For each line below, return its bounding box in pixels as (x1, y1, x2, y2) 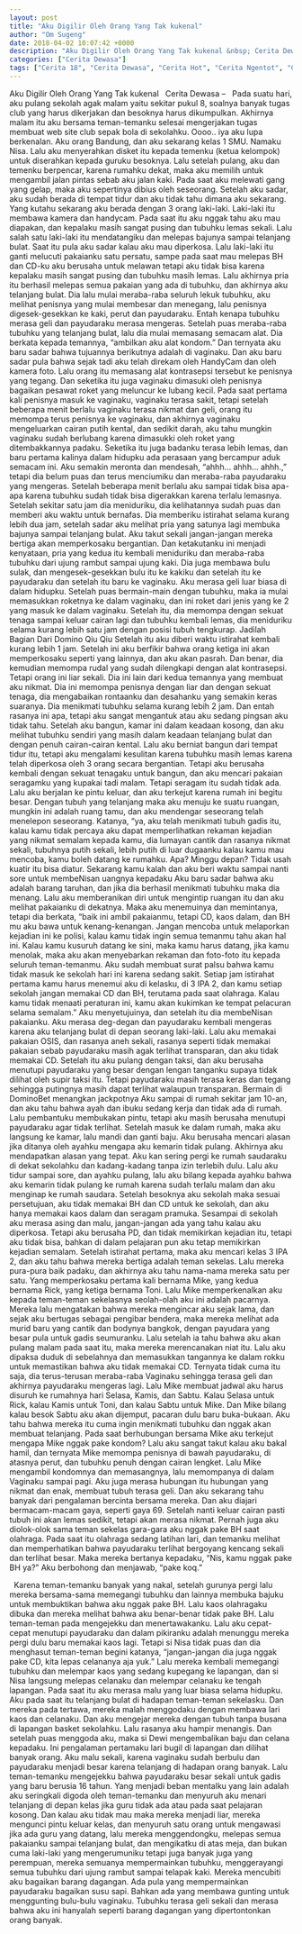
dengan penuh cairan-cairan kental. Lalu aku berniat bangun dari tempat (9, 739, 279, 749)
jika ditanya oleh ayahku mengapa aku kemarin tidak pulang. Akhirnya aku (9, 1140, 284, 1151)
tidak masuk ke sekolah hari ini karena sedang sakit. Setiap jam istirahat (9, 968, 275, 979)
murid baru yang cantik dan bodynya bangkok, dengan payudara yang (9, 1322, 271, 1333)
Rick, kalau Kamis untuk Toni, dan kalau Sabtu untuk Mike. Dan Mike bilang (9, 1399, 287, 1410)
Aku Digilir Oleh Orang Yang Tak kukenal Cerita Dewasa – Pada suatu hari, (9, 87, 293, 99)
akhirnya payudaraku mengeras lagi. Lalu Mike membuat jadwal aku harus (9, 1380, 284, 1391)
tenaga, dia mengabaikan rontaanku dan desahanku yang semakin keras (9, 691, 278, 702)
